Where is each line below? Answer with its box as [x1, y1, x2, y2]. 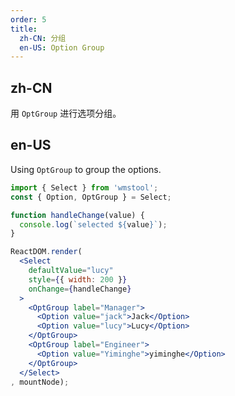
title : [10, 24, 38, 34]
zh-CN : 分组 [19, 33, 67, 43]
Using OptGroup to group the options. [10, 163, 162, 175]
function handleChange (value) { [10, 210, 145, 220]
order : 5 [10, 14, 47, 25]
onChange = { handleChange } [28, 284, 132, 294]
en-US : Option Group [19, 42, 105, 53]
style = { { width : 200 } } [28, 274, 128, 285]
